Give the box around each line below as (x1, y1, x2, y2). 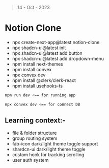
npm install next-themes (12, 61, 63, 67)
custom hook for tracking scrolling (12, 151, 85, 158)
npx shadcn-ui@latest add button (12, 50, 83, 56)
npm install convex (12, 66, 52, 72)
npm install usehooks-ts (12, 82, 63, 89)
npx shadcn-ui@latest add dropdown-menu (12, 55, 104, 61)
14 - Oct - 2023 (17, 5, 50, 10)
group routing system (12, 135, 58, 141)
